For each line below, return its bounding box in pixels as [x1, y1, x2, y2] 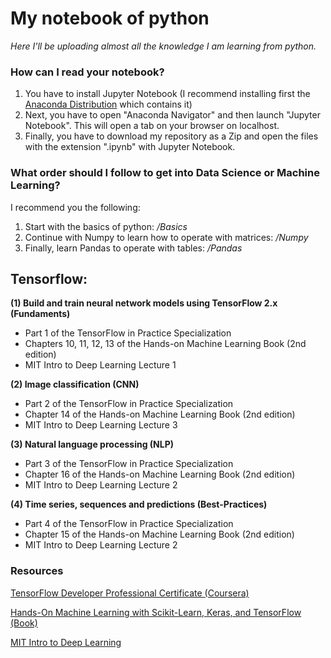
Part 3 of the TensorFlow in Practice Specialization [24, 458, 234, 470]
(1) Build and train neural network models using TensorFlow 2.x [10, 297, 278, 309]
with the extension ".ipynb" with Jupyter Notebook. [24, 141, 236, 153]
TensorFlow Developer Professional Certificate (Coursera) [10, 587, 250, 599]
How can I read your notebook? [10, 65, 165, 79]
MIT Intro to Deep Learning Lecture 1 [24, 359, 177, 371]
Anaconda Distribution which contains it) [24, 98, 193, 111]
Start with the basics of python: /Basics [24, 220, 188, 232]
